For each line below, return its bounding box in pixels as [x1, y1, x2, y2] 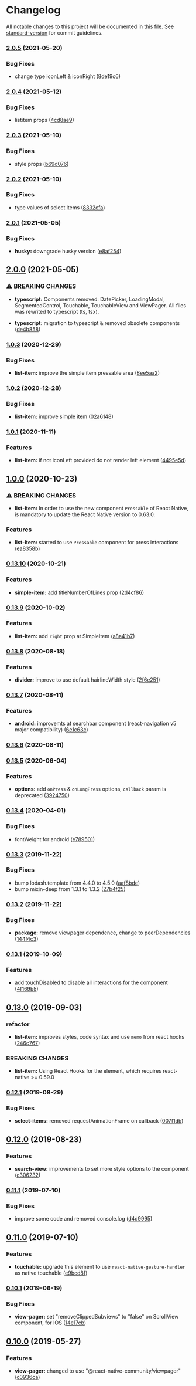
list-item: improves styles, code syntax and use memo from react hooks [14, 1033, 185, 1040]
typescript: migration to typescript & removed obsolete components [14, 319, 180, 326]
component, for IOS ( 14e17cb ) [14, 1319, 87, 1326]
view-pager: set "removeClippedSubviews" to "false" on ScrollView [14, 1313, 179, 1320]
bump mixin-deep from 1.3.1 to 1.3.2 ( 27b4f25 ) [14, 885, 126, 892]
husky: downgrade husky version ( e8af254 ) [14, 248, 122, 255]
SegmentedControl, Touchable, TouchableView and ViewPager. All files [14, 301, 186, 309]
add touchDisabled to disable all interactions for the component [14, 979, 168, 986]
